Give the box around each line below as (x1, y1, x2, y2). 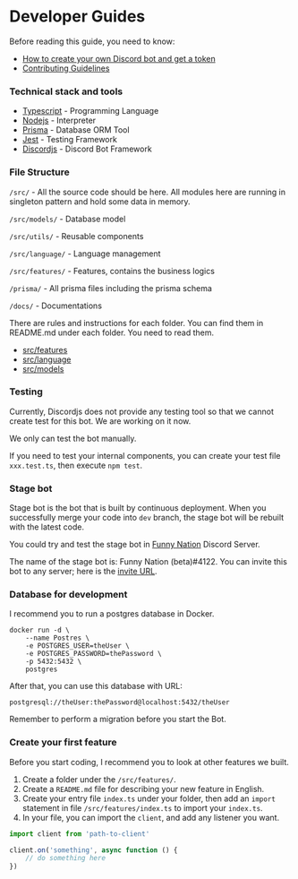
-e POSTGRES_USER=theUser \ (25, 642, 130, 651)
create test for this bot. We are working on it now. (9, 415, 192, 427)
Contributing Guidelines (21, 63, 110, 73)
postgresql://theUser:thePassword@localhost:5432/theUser (9, 698, 230, 707)
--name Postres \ (25, 633, 90, 642)
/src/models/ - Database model (9, 213, 126, 224)
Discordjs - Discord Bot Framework (21, 143, 152, 154)
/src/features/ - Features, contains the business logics (9, 265, 215, 276)
